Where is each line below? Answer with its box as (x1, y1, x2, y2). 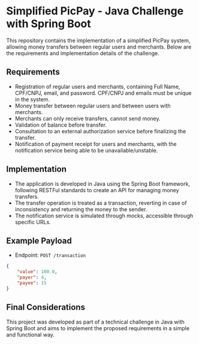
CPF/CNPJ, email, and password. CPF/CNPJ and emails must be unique (14, 89, 192, 97)
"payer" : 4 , (17, 274, 47, 280)
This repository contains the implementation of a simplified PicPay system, (6, 37, 191, 44)
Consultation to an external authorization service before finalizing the (14, 127, 186, 134)
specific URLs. (14, 218, 51, 226)
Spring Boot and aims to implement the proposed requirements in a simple (6, 324, 190, 331)
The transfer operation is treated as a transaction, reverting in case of (14, 199, 187, 207)
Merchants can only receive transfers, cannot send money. (14, 115, 161, 122)
